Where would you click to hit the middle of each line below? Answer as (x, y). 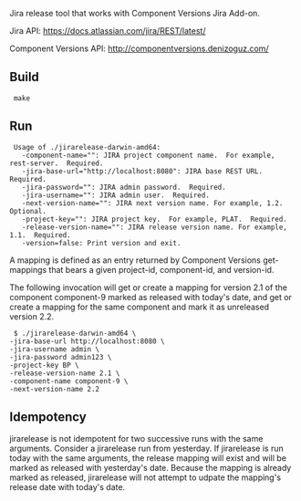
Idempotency (48, 417)
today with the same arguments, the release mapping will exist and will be (148, 458)
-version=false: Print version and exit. (101, 243)
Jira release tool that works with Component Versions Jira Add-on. (135, 13)
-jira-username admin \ (55, 349)
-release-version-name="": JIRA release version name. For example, (154, 227)
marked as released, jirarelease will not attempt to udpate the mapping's (145, 477)
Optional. (28, 211)
